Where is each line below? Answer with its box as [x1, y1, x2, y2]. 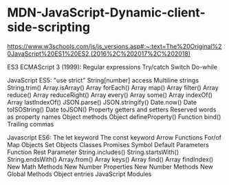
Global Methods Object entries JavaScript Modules [7, 170, 152, 178]
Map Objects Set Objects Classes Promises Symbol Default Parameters [7, 140, 210, 149]
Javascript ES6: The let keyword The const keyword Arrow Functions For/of [7, 133, 222, 142]
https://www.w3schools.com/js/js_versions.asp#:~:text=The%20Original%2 [7, 42, 222, 50]
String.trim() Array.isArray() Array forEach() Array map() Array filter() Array [7, 83, 219, 91]
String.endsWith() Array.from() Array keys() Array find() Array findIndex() [7, 155, 214, 163]
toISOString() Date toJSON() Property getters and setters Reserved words [7, 105, 217, 113]
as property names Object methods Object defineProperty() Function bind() [7, 112, 221, 121]
